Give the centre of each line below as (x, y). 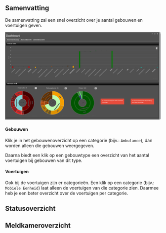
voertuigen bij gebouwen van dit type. (44, 160)
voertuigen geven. (24, 25)
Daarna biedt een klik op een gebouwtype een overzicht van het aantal (77, 155)
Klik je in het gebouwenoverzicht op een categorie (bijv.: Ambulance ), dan (79, 140)
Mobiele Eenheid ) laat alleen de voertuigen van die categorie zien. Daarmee (82, 188)
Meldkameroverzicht (38, 225)
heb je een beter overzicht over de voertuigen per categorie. (67, 193)
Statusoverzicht (30, 209)
